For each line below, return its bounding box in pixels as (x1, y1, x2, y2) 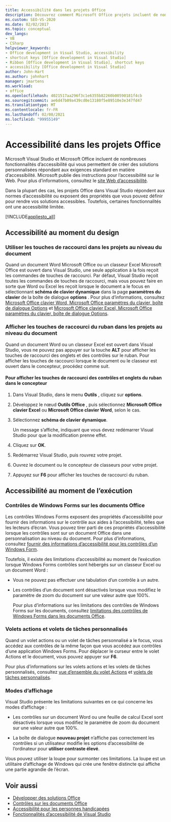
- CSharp (5, 41, 24, 46)
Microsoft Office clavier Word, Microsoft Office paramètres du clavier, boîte (5, 300, 163, 306)
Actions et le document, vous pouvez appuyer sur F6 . (5, 653, 118, 659)
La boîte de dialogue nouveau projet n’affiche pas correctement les (12, 735, 155, 741)
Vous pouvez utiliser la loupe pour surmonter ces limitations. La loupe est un (5, 756, 165, 762)
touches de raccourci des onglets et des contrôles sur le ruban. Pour (5, 352, 150, 358)
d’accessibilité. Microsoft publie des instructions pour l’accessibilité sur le (5, 172, 159, 178)
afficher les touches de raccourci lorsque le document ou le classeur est (5, 357, 157, 363)
